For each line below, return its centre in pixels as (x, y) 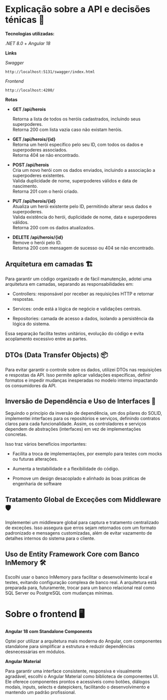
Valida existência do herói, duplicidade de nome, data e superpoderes (84, 217)
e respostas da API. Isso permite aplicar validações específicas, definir (78, 375)
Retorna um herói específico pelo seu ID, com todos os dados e (78, 144)
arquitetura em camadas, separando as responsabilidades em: (69, 284)
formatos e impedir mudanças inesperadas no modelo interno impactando (82, 380)
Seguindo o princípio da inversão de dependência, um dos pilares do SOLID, (84, 413)
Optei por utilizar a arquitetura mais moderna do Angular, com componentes (83, 641)
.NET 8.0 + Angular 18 (28, 43)
